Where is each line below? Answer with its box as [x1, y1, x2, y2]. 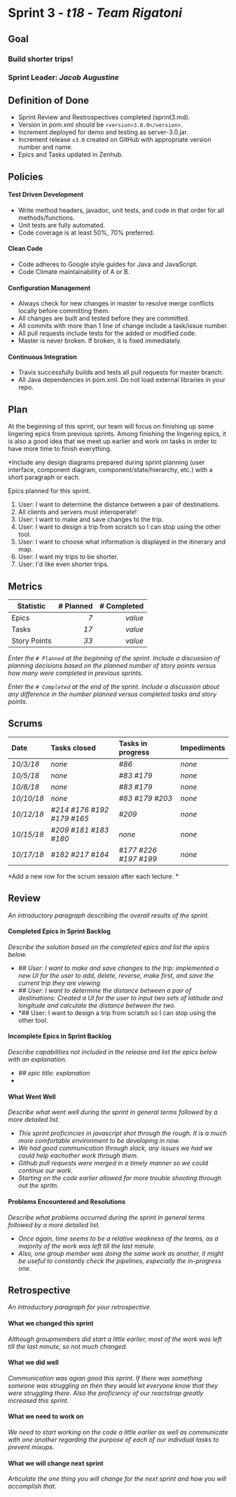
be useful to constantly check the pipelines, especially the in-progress [18, 1256, 222, 1265]
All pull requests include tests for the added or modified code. [18, 329, 197, 338]
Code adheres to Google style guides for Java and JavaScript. [18, 260, 198, 268]
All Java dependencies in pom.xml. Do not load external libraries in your [18, 376, 226, 384]
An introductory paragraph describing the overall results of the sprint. [8, 911, 209, 920]
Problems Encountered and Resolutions [8, 1197, 125, 1205]
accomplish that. [8, 1482, 57, 1491]
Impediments [180, 743, 225, 752]
